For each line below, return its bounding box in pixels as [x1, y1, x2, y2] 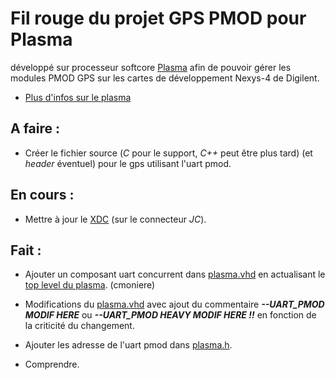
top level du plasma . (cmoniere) [24, 279, 156, 291]
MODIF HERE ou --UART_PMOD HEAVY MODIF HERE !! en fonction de [24, 309, 317, 321]
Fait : [10, 242, 42, 259]
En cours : [10, 187, 75, 204]
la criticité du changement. [24, 320, 135, 332]
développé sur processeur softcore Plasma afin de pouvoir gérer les [10, 61, 292, 73]
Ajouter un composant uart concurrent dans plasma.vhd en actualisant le [24, 268, 326, 281]
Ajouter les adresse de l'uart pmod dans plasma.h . [24, 339, 233, 351]
